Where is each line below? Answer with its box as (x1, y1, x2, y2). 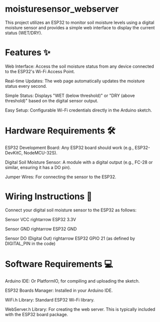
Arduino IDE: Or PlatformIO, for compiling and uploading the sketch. (5, 278, 140, 284)
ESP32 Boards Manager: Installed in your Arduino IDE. (5, 287, 113, 293)
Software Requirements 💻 (5, 258, 113, 269)
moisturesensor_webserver (5, 3, 119, 15)
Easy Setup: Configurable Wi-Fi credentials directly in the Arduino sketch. (5, 107, 152, 113)
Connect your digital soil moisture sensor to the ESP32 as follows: (5, 207, 137, 213)
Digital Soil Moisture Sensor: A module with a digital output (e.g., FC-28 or (5, 159, 153, 165)
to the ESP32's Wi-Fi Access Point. (5, 68, 75, 74)
